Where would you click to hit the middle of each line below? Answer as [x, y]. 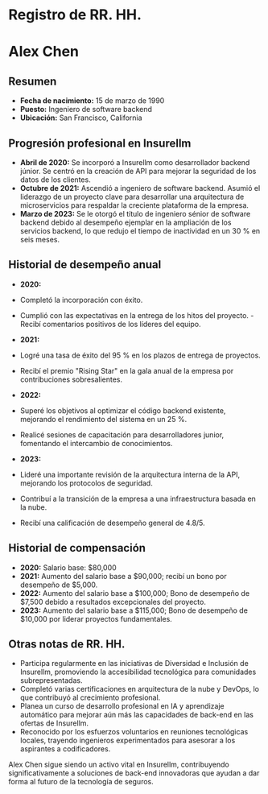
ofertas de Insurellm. [54, 723]
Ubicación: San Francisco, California [81, 118]
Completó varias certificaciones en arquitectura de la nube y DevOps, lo [140, 689]
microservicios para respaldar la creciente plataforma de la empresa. [134, 205]
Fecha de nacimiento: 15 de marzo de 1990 [92, 101]
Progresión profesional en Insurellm [100, 143]
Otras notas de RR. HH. [67, 645]
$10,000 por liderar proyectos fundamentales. [96, 618]
